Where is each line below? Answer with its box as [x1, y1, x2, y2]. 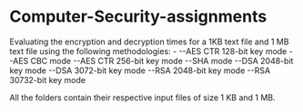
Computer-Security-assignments [9, 6, 268, 27]
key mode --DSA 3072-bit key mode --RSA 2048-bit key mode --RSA [9, 65, 271, 76]
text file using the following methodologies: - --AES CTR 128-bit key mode [9, 45, 288, 56]
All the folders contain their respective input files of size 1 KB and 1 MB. [9, 92, 276, 103]
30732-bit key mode [9, 74, 86, 85]
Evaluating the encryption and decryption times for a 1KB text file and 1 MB [9, 36, 289, 47]
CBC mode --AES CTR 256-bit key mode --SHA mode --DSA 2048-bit [30, 55, 294, 66]
